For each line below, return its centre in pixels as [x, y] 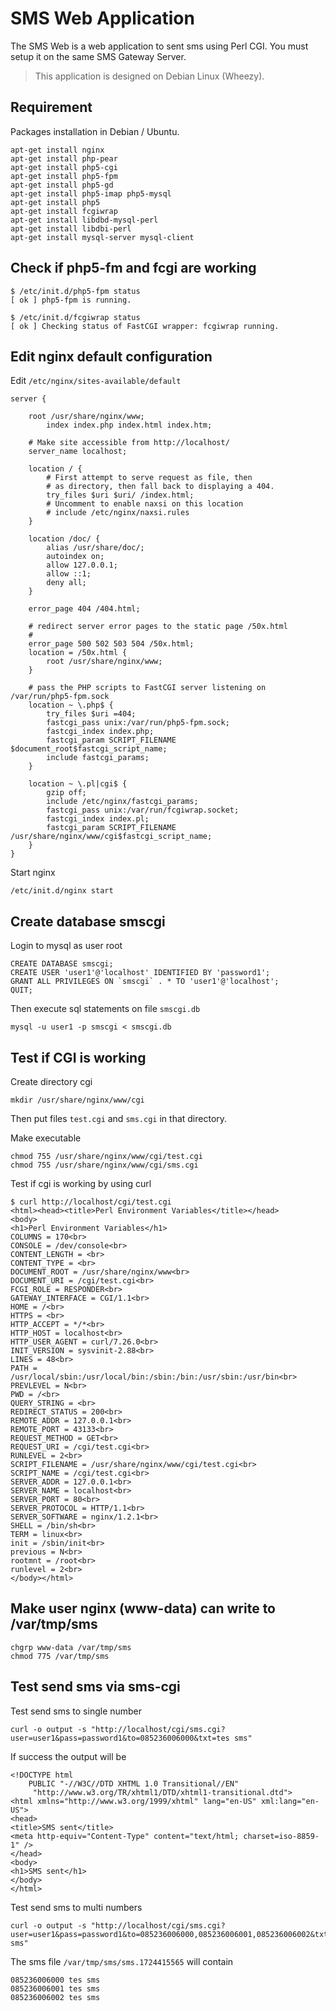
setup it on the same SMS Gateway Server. [98, 56]
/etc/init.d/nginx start [62, 891]
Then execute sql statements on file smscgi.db [105, 1009]
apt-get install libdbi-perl [71, 228]
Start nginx [33, 873]
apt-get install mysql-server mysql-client [102, 237]
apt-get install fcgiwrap [64, 211]
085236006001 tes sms [55, 1988]
